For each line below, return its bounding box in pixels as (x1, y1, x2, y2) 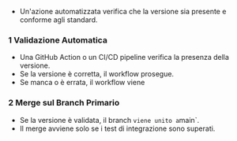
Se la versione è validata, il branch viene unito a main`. (19, 115, 200, 124)
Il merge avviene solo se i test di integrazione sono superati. (19, 124, 216, 133)
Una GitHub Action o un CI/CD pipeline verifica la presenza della (19, 53, 229, 62)
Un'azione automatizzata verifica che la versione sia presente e (19, 7, 227, 16)
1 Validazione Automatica (8, 35, 108, 46)
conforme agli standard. (19, 15, 98, 24)
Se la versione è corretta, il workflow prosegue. (19, 69, 175, 79)
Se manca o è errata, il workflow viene (19, 78, 145, 87)
